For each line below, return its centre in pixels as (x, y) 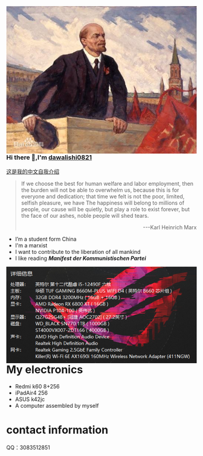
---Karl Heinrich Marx (170, 227)
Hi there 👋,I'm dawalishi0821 (49, 157)
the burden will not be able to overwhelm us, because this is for (100, 190)
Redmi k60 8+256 (37, 386)
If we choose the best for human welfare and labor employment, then (107, 183)
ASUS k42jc (30, 399)
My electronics (45, 369)
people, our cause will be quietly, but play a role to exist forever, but (105, 209)
